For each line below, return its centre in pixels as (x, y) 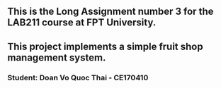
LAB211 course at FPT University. (82, 23)
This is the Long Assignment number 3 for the (110, 12)
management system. (57, 57)
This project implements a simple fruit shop (105, 46)
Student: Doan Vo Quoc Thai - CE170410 (78, 77)
